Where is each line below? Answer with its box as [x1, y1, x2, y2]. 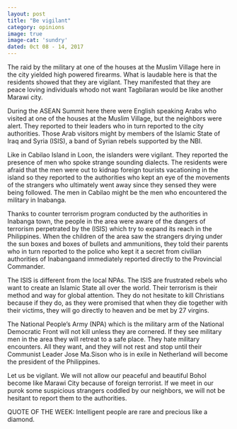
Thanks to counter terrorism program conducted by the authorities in [7, 210, 208, 218]
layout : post [7, 10, 46, 18]
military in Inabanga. [7, 196, 67, 204]
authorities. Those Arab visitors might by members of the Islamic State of [7, 129, 221, 138]
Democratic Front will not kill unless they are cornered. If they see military [7, 328, 222, 335]
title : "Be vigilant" [7, 17, 71, 24]
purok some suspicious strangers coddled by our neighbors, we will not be [7, 386, 225, 394]
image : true [7, 30, 42, 38]
